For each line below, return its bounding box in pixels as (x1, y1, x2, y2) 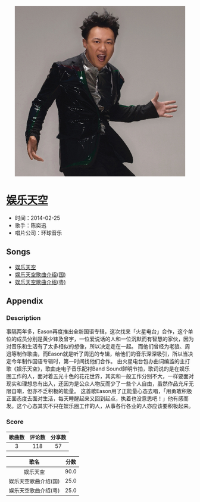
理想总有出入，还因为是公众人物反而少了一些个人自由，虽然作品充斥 (21, 380, 189, 387)
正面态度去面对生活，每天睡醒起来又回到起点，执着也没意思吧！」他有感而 (6, 395, 189, 402)
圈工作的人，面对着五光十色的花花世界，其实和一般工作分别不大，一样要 (6, 373, 183, 380)
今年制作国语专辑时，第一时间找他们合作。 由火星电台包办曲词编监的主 (11, 358, 185, 365)
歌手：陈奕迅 (14, 222, 46, 229)
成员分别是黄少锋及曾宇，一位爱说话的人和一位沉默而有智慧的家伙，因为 (16, 335, 194, 342)
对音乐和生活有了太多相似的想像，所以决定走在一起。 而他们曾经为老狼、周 (6, 343, 190, 350)
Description (6, 314, 41, 322)
